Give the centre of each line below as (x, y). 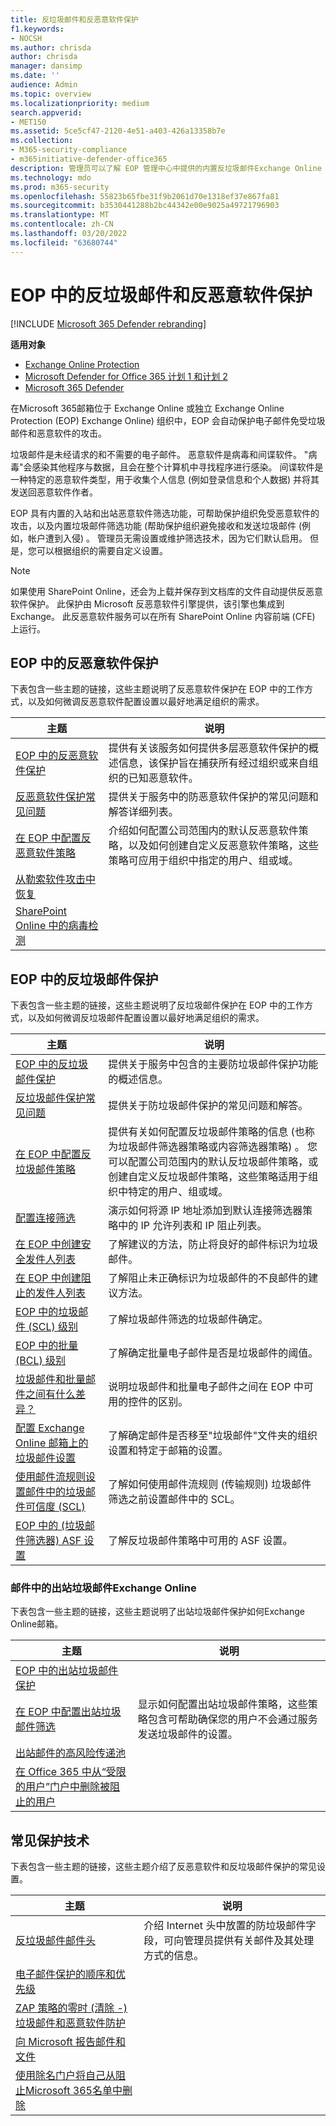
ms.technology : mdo (51, 177)
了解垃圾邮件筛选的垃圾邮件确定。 (188, 1319)
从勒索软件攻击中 (56, 879)
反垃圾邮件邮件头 (56, 1941)
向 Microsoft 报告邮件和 (71, 2042)
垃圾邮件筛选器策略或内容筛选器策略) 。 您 (218, 1147)
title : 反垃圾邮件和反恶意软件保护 (74, 19)
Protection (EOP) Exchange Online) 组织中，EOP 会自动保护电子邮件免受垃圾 (168, 420)
